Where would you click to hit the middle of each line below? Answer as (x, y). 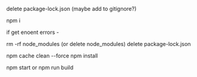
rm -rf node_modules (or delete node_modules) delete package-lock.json (99, 44)
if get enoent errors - (33, 32)
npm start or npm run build (40, 67)
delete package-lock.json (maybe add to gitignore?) (72, 9)
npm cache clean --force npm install (52, 56)
